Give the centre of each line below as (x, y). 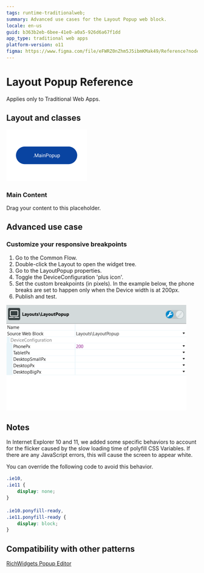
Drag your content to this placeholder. (54, 208)
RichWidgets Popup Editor (39, 564)
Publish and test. (36, 296)
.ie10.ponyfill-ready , (35, 510)
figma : (15, 52)
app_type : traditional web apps (47, 39)
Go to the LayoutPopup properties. (58, 270)
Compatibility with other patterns (71, 549)
